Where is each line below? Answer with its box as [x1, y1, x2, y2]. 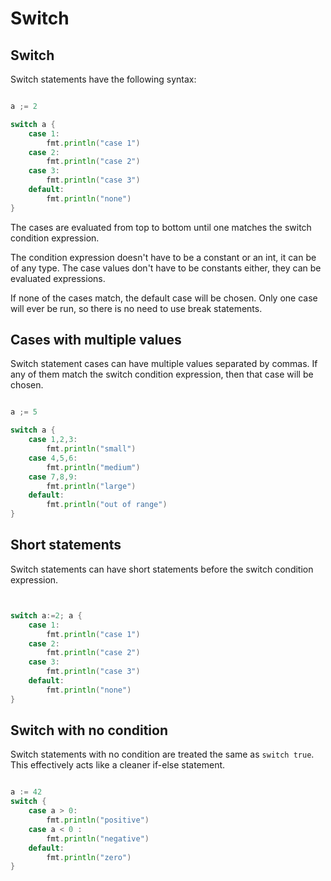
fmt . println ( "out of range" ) [46, 500, 168, 510]
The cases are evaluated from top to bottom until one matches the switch [10, 221, 312, 233]
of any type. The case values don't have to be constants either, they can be [10, 262, 322, 274]
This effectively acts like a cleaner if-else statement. [10, 759, 226, 771]
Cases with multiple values [10, 332, 182, 349]
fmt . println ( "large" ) [46, 481, 137, 491]
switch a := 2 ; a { [10, 610, 83, 621]
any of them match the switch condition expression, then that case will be [10, 368, 314, 381]
